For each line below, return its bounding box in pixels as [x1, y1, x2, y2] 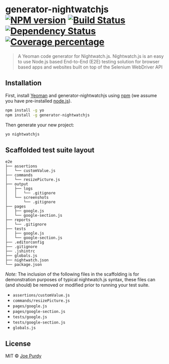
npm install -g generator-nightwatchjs [5, 112, 90, 118]
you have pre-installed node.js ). [5, 98, 72, 104]
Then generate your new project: [5, 122, 74, 128]
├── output [5, 181, 29, 187]
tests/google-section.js [12, 320, 66, 325]
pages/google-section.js [12, 309, 66, 314]
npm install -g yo [5, 107, 44, 113]
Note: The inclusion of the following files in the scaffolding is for [5, 271, 139, 277]
